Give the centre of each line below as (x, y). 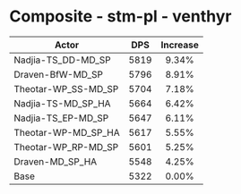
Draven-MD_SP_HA (56, 161)
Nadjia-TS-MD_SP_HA (62, 103)
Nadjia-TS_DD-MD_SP (62, 60)
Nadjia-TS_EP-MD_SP (61, 118)
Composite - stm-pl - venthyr (120, 17)
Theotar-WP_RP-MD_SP (66, 147)
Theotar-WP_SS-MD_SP (66, 89)
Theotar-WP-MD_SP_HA (67, 132)
